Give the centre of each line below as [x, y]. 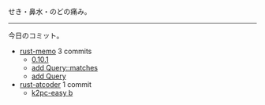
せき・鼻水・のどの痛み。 [50, 11]
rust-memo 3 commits [56, 51]
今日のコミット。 [36, 35]
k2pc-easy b [52, 93]
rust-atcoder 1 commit [56, 84]
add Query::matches [65, 68]
